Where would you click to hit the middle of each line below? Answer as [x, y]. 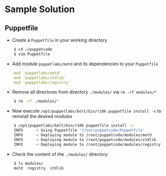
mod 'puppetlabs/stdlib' [40, 78]
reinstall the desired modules [42, 116]
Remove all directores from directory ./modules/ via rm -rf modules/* [84, 92]
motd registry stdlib [39, 168]
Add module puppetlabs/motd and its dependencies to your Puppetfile [85, 64]
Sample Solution [40, 9]
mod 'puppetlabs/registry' [42, 82]
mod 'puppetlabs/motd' [38, 73]
